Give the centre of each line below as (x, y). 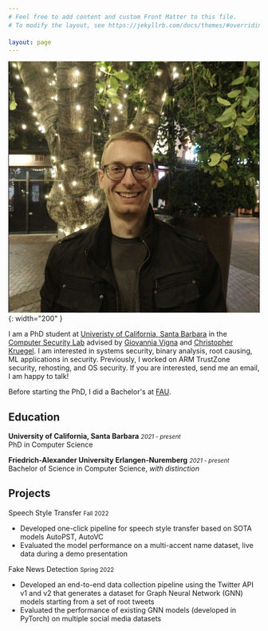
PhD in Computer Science (51, 445)
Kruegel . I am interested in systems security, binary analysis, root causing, (130, 351)
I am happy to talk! (39, 377)
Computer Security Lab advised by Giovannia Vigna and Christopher (121, 342)
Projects (30, 493)
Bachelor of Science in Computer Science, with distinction (104, 469)
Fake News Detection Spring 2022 (61, 569)
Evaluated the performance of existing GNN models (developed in (128, 609)
